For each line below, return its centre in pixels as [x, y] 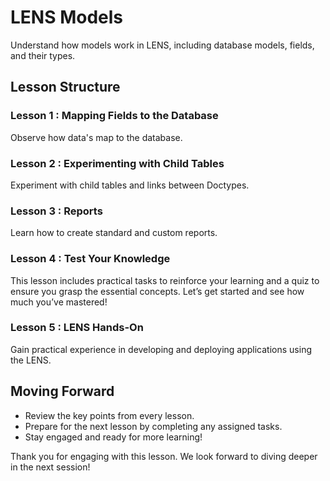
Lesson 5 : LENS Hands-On [77, 328]
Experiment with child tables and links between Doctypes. [130, 185]
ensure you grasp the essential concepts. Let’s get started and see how [157, 291]
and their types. [43, 55]
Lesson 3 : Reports [56, 211]
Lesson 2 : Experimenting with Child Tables [117, 163]
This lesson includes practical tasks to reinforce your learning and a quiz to [165, 280]
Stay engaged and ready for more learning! [113, 437]
